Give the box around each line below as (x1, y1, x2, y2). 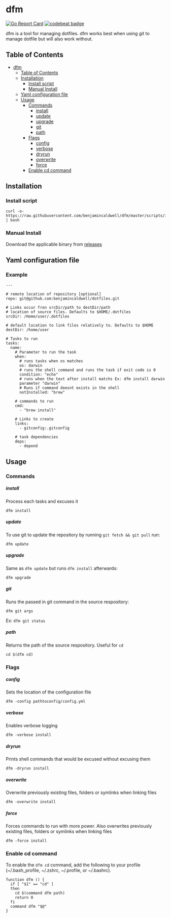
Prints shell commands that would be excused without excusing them (6, 756, 151, 762)
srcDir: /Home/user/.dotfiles (6, 314, 70, 319)
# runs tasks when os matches (19, 359, 83, 364)
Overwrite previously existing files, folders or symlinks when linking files (6, 789, 157, 796)
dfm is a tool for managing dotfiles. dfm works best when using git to (6, 30, 150, 36)
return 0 (15, 895, 33, 900)
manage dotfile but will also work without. (6, 36, 93, 42)
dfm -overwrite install (6, 800, 56, 805)
